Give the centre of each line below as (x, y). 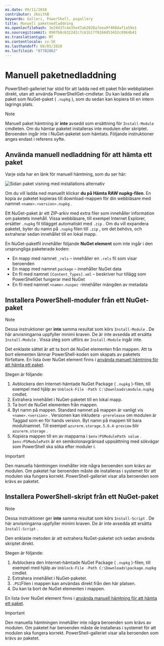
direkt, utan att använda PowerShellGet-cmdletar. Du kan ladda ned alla (77, 94)
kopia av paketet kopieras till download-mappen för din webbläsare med (78, 199)
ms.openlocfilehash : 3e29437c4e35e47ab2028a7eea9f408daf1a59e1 (71, 28)
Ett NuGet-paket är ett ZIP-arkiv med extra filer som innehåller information (80, 213)
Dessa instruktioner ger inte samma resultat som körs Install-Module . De (80, 329)
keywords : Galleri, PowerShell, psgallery (49, 19)
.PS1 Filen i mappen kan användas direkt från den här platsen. (74, 583)
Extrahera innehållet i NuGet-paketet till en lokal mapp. (67, 400)
